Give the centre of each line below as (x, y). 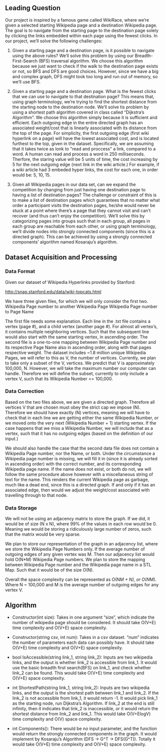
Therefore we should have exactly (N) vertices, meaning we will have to (78, 412)
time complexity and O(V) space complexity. (57, 719)
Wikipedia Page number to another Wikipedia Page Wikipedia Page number (81, 306)
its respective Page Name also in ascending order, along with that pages (78, 347)
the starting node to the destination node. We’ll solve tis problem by (81, 107)
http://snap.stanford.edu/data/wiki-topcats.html (53, 292)
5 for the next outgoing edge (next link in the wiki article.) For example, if (86, 164)
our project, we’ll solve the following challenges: (54, 41)
